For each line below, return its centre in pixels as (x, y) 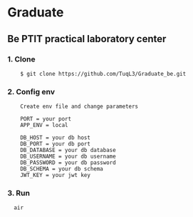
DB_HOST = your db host (56, 138)
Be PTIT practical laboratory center (87, 39)
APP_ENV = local (45, 126)
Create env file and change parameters (79, 107)
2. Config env (31, 91)
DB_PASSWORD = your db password (68, 163)
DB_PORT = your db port (56, 144)
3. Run (19, 193)
